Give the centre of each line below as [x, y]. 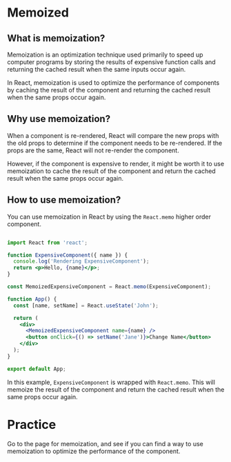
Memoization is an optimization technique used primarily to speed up [105, 54]
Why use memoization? [59, 119]
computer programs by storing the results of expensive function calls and [111, 62]
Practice [32, 424]
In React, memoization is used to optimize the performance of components [113, 83]
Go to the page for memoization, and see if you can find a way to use [105, 443]
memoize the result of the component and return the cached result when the [116, 389]
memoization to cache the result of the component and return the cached [111, 171]
